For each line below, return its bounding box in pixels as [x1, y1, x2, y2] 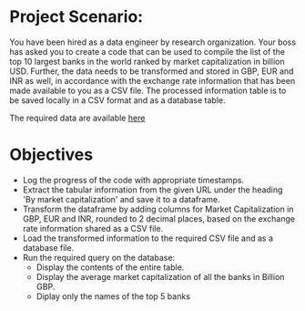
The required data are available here [9, 112, 146, 123]
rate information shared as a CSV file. [22, 223, 164, 233]
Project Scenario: [9, 6, 144, 27]
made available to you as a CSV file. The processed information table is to [9, 85, 287, 96]
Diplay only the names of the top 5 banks [36, 290, 191, 302]
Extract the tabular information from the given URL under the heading [22, 184, 283, 195]
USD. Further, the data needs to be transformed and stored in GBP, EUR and [9, 66, 294, 77]
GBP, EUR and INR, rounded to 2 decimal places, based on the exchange [22, 213, 296, 224]
